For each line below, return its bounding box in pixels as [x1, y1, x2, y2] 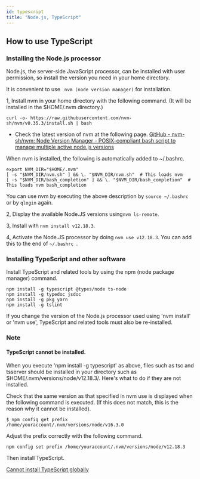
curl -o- [6, 115, 28, 121]
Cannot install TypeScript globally [6, 466, 90, 473]
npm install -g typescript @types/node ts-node [6, 286, 127, 292]
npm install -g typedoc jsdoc [6, 292, 82, 298]
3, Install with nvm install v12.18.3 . [6, 222, 96, 230]
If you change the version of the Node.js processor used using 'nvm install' [6, 313, 191, 320]
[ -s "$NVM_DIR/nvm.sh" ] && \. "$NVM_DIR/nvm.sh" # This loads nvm [6, 172, 183, 178]
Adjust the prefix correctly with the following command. [6, 432, 143, 439]
